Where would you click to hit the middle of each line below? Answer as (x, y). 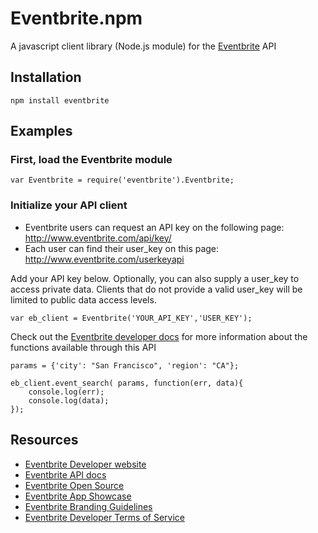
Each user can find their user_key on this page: (122, 248)
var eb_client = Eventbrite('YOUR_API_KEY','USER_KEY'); (131, 318)
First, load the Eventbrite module (91, 160)
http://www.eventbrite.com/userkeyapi (104, 259)
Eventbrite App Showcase (78, 496)
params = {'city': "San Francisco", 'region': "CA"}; (125, 365)
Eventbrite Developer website (85, 464)
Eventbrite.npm (76, 18)
